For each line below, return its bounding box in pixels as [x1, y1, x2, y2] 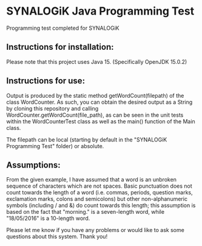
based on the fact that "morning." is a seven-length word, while [6, 208, 165, 216]
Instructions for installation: [6, 42, 114, 52]
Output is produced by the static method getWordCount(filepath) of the [6, 92, 184, 99]
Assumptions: [6, 160, 61, 170]
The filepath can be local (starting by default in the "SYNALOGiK [6, 135, 167, 143]
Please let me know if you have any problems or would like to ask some [6, 227, 185, 234]
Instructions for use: [6, 76, 86, 86]
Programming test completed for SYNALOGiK [6, 24, 120, 32]
